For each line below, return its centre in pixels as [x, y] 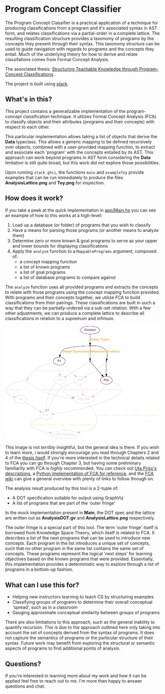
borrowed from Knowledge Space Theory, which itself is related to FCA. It [80, 533]
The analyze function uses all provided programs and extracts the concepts [82, 287]
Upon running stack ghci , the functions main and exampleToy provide [75, 172]
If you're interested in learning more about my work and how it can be [76, 676]
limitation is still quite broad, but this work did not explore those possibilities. [82, 163]
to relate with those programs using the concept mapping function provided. [82, 292]
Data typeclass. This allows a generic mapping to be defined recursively [79, 142]
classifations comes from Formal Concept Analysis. [57, 59]
